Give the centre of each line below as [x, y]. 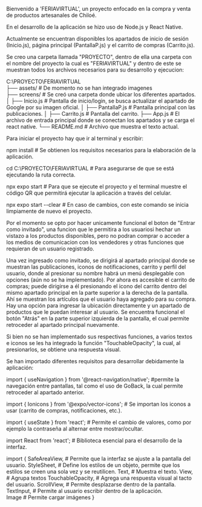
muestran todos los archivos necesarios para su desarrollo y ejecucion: [95, 70]
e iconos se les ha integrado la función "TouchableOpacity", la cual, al [93, 343]
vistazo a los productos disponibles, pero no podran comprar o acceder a [98, 236]
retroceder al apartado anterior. [45, 392]
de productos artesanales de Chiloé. [51, 15]
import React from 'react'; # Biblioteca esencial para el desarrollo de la [94, 440]
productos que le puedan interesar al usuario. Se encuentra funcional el [96, 312]
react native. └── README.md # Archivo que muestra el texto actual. [93, 126]
